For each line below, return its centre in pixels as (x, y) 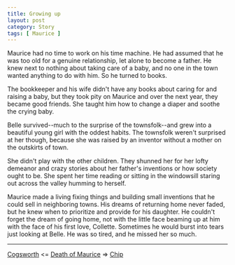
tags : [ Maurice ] (34, 33)
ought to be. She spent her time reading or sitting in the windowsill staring (114, 176)
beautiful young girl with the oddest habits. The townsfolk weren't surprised (116, 132)
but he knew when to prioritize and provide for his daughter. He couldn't (111, 212)
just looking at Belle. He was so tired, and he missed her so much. (102, 234)
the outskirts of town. (38, 147)
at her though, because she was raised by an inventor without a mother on (114, 140)
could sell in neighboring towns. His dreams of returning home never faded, (116, 205)
